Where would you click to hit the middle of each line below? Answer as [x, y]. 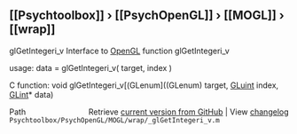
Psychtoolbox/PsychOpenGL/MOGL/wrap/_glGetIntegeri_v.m [114, 120]
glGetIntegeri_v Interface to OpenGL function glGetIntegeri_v [120, 51]
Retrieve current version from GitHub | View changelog [188, 112]
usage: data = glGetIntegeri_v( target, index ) [91, 67]
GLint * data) [31, 94]
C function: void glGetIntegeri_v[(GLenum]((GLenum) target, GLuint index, [144, 85]
